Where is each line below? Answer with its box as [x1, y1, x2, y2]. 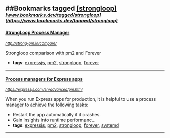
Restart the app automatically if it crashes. [12, 111, 101, 117]
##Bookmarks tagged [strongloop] [5, 4, 117, 13]
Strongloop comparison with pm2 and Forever [5, 50, 101, 56]
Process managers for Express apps [5, 76, 83, 82]
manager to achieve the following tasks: [5, 101, 89, 108]
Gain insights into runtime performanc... [12, 117, 96, 123]
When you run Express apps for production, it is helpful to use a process [5, 96, 156, 102]
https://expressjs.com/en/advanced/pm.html [5, 87, 83, 92]
